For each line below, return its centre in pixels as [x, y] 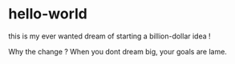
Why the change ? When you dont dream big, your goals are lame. [118, 51]
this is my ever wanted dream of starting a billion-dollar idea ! [109, 36]
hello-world [48, 14]
